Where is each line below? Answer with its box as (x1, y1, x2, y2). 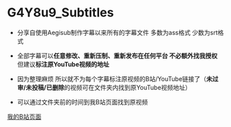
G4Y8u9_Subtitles (7, 5, 114, 21)
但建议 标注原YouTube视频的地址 (16, 60, 110, 68)
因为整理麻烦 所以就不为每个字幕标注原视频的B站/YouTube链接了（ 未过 (16, 74, 219, 83)
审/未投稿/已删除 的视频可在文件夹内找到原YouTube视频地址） (16, 83, 192, 91)
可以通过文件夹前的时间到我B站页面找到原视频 (16, 97, 148, 106)
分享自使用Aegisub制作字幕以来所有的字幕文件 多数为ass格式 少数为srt (16, 28, 218, 36)
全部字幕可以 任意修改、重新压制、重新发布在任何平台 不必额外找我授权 (16, 51, 218, 60)
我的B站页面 (7, 112, 42, 121)
